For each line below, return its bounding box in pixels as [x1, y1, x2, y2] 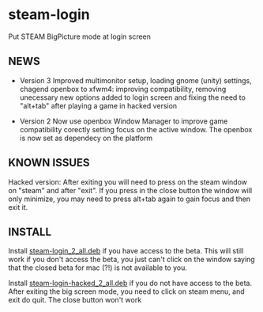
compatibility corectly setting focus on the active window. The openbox [19, 124, 253, 134]
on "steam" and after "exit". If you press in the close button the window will [8, 185, 253, 195]
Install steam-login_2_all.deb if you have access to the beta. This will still [8, 246, 244, 256]
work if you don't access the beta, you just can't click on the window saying [8, 255, 255, 264]
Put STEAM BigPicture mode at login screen [8, 32, 152, 41]
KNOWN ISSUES [8, 156, 90, 169]
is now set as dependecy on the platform [19, 133, 153, 143]
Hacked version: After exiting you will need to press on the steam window [8, 177, 247, 187]
